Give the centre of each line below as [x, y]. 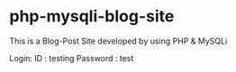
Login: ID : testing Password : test [72, 58]
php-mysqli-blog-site [92, 16]
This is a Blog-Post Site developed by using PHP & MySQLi [118, 41]
